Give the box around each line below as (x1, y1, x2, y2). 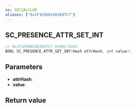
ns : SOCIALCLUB (5, 7, 37, 13)
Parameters (5, 63, 43, 71)
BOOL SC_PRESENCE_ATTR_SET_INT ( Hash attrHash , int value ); (5, 49, 132, 54)
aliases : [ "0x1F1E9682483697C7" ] (5, 12, 76, 17)
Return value (5, 96, 46, 105)
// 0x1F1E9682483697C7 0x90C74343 (5, 44, 78, 49)
